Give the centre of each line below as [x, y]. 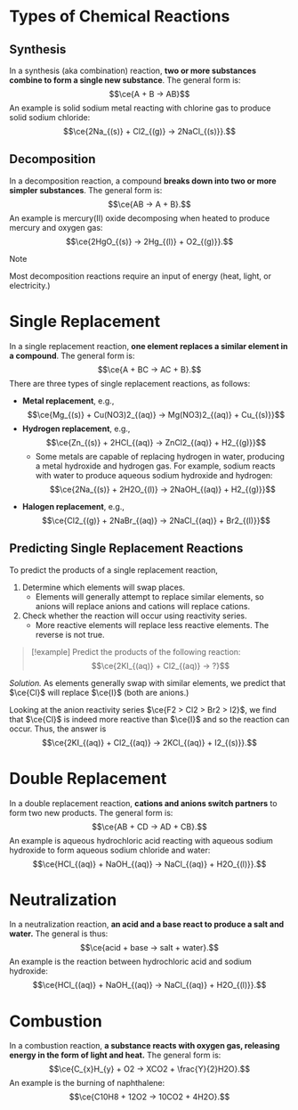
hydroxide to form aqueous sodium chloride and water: [110, 850]
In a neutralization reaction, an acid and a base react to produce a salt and [147, 925]
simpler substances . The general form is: [86, 190]
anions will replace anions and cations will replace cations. [143, 606]
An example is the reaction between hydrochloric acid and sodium [130, 962]
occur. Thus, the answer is [58, 729]
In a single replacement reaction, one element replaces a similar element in [149, 346]
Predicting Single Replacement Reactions [126, 548]
